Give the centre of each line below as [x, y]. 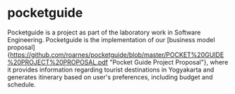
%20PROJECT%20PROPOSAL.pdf [58, 62]
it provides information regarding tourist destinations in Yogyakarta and [111, 69]
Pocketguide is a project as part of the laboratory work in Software [104, 32]
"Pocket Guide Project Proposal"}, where [169, 62]
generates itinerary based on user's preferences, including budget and [110, 77]
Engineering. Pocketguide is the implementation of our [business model [111, 39]
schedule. [22, 84]
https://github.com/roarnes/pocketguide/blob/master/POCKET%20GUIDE [117, 55]
